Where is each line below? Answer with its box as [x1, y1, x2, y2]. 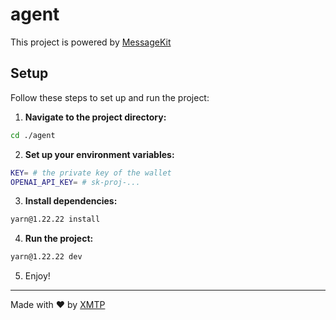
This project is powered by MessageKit [10, 36, 172, 48]
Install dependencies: [24, 195, 118, 207]
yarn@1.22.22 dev [10, 252, 83, 262]
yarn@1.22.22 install [10, 214, 101, 225]
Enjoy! [24, 270, 51, 282]
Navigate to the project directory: [24, 111, 167, 123]
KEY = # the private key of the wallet [10, 168, 172, 178]
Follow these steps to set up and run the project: [10, 91, 210, 103]
